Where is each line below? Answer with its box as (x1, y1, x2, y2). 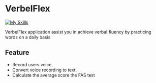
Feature (5, 48, 30, 57)
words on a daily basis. (5, 34, 52, 40)
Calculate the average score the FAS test (12, 72, 95, 78)
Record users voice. (12, 61, 53, 67)
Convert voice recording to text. (12, 67, 77, 73)
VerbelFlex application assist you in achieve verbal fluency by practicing (5, 29, 152, 35)
